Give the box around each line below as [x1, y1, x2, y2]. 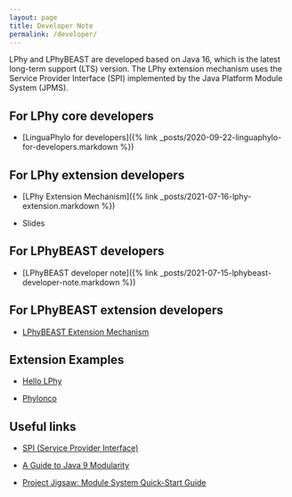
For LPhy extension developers [9, 167, 185, 183]
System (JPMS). [9, 82, 69, 94]
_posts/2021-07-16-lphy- [159, 191, 252, 202]
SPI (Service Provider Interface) [21, 443, 139, 453]
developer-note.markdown [21, 277, 120, 287]
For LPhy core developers [9, 108, 154, 123]
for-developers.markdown [21, 142, 118, 153]
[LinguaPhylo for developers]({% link [21, 132, 158, 143]
